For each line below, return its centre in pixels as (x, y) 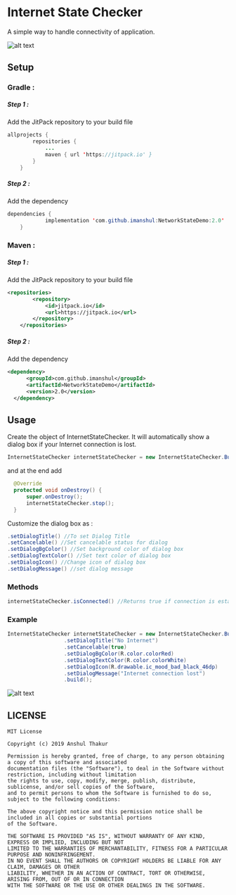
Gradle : (21, 87)
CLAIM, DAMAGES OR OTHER (44, 867)
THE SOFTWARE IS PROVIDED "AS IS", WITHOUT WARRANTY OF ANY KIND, (106, 837)
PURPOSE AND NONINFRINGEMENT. (52, 855)
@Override (28, 484)
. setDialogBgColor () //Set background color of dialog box (96, 550)
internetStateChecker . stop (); (70, 503)
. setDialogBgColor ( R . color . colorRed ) (119, 654)
